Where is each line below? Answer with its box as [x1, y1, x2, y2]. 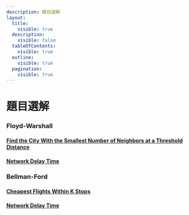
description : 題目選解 [6, 9, 61, 15]
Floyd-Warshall [6, 122, 53, 130]
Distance [6, 143, 30, 150]
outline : [12, 54, 34, 60]
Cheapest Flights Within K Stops [6, 188, 91, 195]
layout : [6, 15, 26, 21]
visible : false [17, 37, 56, 43]
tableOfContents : [12, 43, 56, 49]
